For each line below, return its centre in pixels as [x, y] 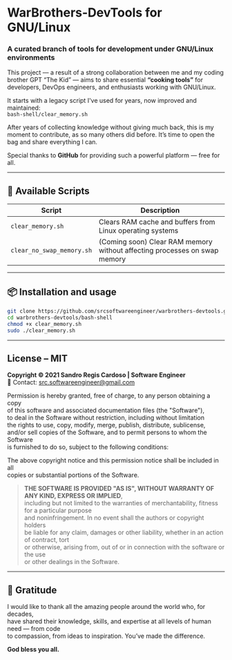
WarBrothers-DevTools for [85, 13]
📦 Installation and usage [62, 292]
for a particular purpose [58, 511]
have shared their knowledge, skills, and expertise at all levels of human [109, 621]
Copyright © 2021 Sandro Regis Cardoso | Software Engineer [96, 375]
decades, [20, 614]
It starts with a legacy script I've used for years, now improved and [102, 101]
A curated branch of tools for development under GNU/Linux [110, 49]
